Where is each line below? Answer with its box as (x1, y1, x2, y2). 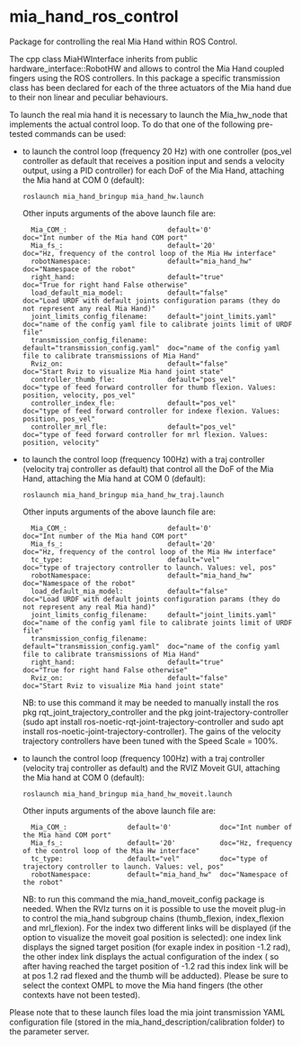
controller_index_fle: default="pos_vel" (31, 398, 236, 407)
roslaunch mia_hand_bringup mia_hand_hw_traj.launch (22, 490, 225, 499)
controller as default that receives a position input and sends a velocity (22, 155, 285, 166)
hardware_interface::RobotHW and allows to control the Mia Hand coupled (9, 63, 285, 74)
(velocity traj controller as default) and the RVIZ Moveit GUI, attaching (22, 762, 280, 773)
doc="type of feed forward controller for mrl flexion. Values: (22, 430, 269, 439)
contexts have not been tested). (22, 989, 141, 1000)
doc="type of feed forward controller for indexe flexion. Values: (22, 406, 280, 415)
